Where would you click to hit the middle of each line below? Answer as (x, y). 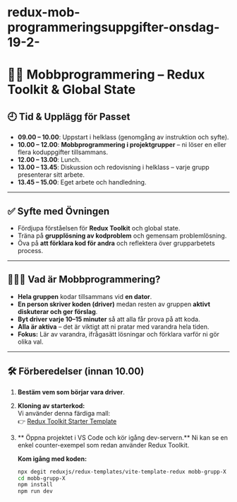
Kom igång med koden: (52, 459)
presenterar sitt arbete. (51, 175)
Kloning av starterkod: (51, 405)
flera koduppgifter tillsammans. (62, 152)
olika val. (30, 342)
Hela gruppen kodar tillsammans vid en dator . (85, 296)
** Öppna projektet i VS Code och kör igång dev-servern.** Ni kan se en (122, 437)
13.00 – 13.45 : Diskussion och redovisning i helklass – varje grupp (113, 168)
